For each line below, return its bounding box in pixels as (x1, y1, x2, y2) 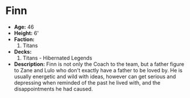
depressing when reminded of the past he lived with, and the (13, 79, 161, 86)
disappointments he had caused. (13, 85, 93, 92)
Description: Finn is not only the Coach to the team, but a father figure (13, 60, 185, 68)
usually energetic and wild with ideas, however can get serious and (13, 73, 177, 80)
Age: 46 (13, 23, 34, 30)
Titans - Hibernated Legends (22, 54, 92, 61)
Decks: (13, 48, 32, 55)
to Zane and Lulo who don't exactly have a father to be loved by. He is (13, 66, 182, 73)
